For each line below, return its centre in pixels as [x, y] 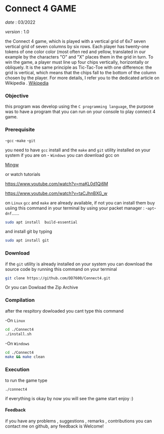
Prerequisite [20, 130]
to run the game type [26, 380]
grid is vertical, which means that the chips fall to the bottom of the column [81, 72]
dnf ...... [12, 213]
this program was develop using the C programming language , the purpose [79, 107]
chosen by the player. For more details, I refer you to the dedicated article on [82, 78]
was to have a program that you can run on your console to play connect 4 [80, 112]
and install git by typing [29, 231]
